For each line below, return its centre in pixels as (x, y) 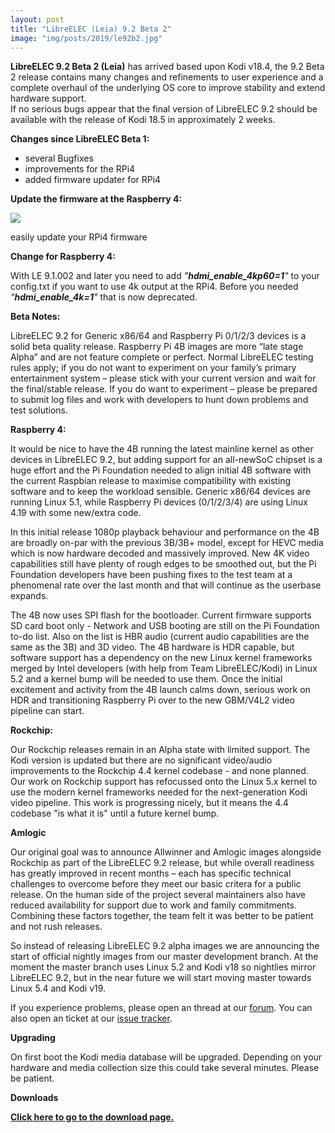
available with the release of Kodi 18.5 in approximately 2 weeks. (143, 120)
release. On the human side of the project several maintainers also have (158, 895)
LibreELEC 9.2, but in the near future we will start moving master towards (161, 978)
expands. (29, 596)
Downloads (34, 1098)
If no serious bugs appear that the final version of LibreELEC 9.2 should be (164, 109)
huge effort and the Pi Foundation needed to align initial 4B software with (161, 470)
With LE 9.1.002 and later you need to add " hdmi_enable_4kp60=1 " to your (165, 276)
